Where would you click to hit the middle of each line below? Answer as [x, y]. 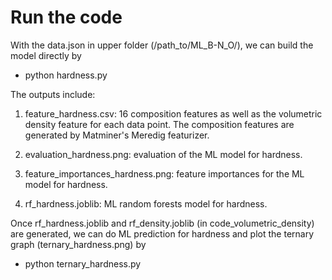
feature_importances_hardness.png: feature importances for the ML [164, 173]
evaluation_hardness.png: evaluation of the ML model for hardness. [163, 154]
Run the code [66, 17]
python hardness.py [66, 75]
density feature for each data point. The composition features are [159, 124]
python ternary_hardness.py [83, 263]
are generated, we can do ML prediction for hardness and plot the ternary [162, 233]
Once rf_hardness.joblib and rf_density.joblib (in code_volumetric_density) [162, 223]
